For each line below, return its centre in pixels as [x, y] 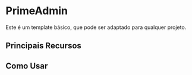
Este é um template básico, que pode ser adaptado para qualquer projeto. [96, 27]
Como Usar [27, 66]
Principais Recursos [43, 46]
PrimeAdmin [37, 11]
